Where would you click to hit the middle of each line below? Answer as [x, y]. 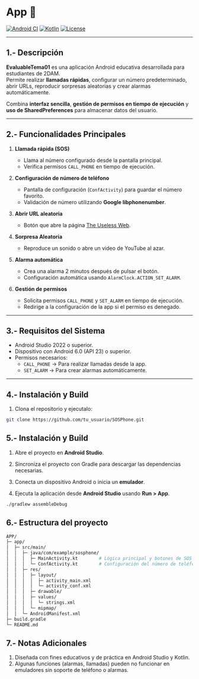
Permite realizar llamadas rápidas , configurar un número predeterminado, [97, 80]
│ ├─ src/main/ [26, 548]
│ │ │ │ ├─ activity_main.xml [49, 580]
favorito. [34, 196]
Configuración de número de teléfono [62, 178]
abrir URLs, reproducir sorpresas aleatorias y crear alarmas [78, 86]
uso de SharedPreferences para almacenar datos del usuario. [82, 110]
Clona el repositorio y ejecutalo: [54, 409]
